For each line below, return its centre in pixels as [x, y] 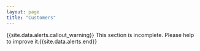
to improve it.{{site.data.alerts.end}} [52, 41]
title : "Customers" [31, 18]
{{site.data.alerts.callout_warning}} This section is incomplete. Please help [100, 35]
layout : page [23, 12]
